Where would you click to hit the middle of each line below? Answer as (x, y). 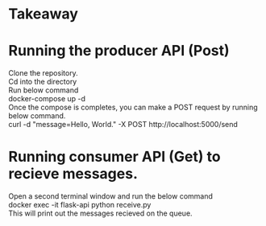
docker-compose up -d (47, 99)
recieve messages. (73, 174)
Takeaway (44, 14)
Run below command (44, 90)
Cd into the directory (43, 82)
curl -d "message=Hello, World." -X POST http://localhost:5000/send (123, 125)
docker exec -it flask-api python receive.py (80, 205)
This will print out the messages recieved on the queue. (100, 213)
